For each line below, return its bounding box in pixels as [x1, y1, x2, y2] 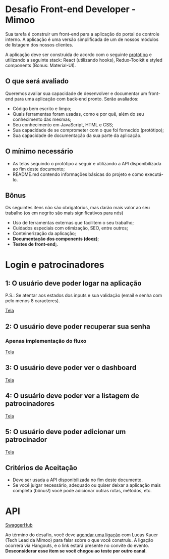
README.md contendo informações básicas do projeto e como [12, 171, 144, 177]
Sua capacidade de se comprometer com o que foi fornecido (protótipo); [12, 127, 164, 133]
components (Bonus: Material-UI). [5, 62, 76, 68]
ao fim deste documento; [12, 166, 65, 172]
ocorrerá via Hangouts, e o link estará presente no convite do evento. [5, 542, 150, 549]
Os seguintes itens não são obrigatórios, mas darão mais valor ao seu [5, 205, 150, 211]
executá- [144, 171, 164, 177]
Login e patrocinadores [5, 259, 104, 270]
